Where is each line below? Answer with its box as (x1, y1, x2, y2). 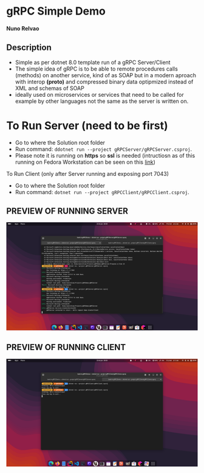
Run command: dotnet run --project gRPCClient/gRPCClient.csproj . (15, 188, 189, 195)
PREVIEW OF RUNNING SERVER (6, 206, 129, 216)
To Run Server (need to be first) (6, 119, 168, 132)
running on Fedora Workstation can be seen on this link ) (15, 158, 156, 166)
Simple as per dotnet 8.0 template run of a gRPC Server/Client (15, 58, 171, 66)
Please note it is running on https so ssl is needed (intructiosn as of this (15, 152, 195, 159)
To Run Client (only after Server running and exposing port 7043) (6, 170, 169, 177)
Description (6, 43, 52, 53)
